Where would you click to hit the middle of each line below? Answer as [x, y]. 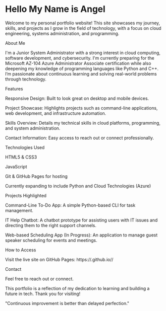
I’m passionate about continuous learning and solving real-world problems [81, 74]
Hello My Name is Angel [55, 9]
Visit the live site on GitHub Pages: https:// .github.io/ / [59, 259]
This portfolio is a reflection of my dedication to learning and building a [77, 288]
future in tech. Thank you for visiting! [43, 294]
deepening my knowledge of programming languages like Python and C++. [82, 69]
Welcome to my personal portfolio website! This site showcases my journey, [83, 23]
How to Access [21, 250]
